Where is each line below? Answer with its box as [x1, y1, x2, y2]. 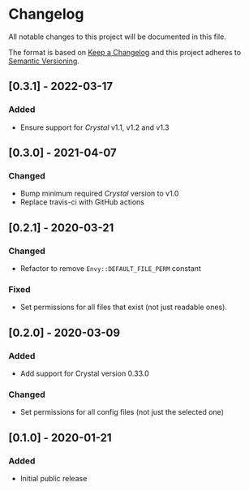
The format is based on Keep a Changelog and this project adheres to [8, 47, 242, 57]
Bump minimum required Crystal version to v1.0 [19, 188, 179, 199]
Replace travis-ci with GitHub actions [19, 197, 144, 207]
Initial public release [19, 473, 88, 483]
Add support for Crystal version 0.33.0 [19, 368, 149, 378]
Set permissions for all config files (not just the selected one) [19, 407, 225, 417]
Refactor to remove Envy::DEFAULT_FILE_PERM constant [19, 264, 201, 273]
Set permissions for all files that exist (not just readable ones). [19, 302, 227, 312]
